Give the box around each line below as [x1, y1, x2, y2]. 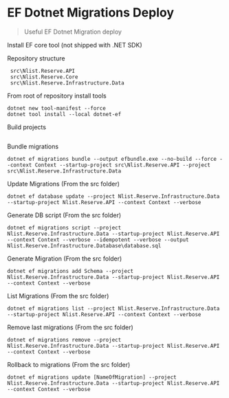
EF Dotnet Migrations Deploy [7, 5, 174, 21]
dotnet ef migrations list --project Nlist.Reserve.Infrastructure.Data [7, 305, 220, 312]
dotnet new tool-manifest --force [7, 104, 107, 111]
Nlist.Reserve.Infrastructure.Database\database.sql [7, 242, 162, 249]
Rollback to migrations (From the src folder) [7, 360, 131, 368]
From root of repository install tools [7, 91, 107, 100]
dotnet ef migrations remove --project [7, 336, 122, 343]
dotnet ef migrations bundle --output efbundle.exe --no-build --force [7, 155, 217, 162]
